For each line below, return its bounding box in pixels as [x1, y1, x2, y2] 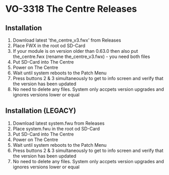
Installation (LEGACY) [5, 106, 76, 115]
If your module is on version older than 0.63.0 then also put [12, 48, 138, 54]
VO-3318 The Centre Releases [5, 3, 137, 15]
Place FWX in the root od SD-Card [12, 43, 86, 49]
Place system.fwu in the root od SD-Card [12, 125, 100, 131]
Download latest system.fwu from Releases [12, 120, 105, 126]
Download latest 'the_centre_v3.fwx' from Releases [12, 37, 122, 43]
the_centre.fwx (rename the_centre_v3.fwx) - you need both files [12, 53, 151, 60]
